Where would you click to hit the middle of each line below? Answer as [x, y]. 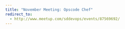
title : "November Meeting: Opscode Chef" [49, 10]
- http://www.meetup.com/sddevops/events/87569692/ [65, 19]
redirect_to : [19, 14]
